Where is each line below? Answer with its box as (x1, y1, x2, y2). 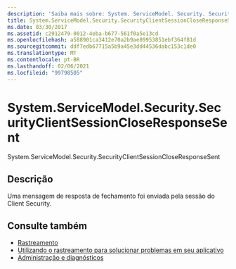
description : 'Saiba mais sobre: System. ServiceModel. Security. (7, 10, 206, 18)
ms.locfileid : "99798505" (7, 69, 83, 76)
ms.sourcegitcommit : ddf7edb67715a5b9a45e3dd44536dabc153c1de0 (7, 43, 197, 50)
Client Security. (7, 199, 52, 208)
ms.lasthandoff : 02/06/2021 (7, 63, 90, 70)
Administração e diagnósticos (17, 254, 104, 262)
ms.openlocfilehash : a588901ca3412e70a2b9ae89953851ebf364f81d (7, 37, 197, 44)
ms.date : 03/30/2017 (7, 23, 68, 30)
